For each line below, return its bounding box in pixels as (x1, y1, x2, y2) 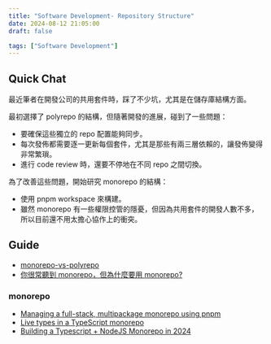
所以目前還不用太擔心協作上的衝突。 (20, 215, 142, 224)
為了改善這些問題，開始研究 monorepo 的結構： (8, 176, 168, 187)
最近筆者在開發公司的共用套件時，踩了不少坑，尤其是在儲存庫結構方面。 (8, 94, 251, 104)
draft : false (8, 27, 53, 35)
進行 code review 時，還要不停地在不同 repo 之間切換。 (20, 159, 207, 169)
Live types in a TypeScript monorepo (20, 318, 145, 328)
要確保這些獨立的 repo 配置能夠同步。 (20, 129, 147, 139)
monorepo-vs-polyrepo (20, 259, 99, 269)
